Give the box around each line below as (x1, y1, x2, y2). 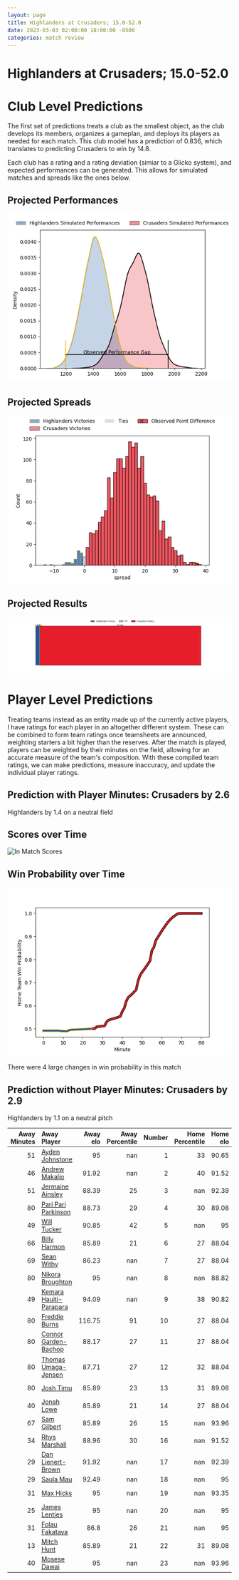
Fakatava (41, 1527, 68, 1536)
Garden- (41, 1338, 68, 1346)
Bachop (41, 1345, 64, 1354)
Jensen (41, 1370, 63, 1379)
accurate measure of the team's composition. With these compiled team (7, 753, 219, 761)
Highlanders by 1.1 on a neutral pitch (7, 1114, 113, 1122)
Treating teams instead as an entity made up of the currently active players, (7, 715, 229, 724)
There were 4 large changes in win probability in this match (7, 1063, 181, 1072)
